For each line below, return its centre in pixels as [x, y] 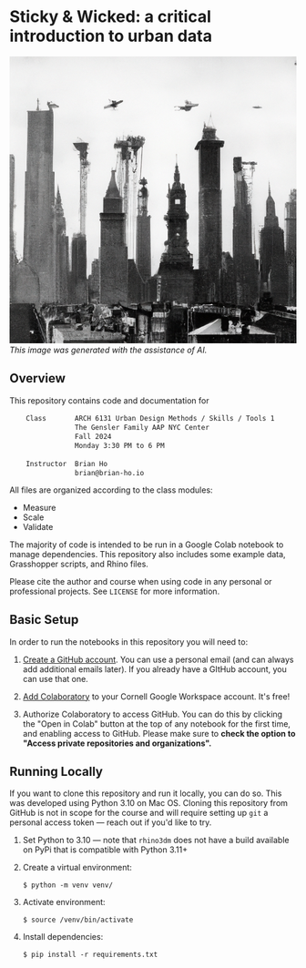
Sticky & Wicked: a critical [110, 17]
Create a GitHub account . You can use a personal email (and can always [158, 659]
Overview [38, 378]
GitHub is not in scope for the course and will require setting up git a [139, 813]
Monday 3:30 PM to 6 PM [120, 445]
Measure [39, 507]
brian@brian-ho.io [109, 473]
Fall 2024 [93, 436]
